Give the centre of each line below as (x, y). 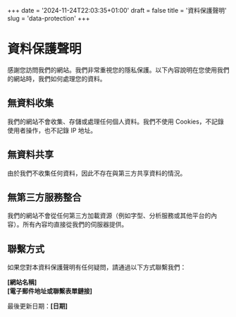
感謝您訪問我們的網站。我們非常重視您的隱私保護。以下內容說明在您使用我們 (118, 70)
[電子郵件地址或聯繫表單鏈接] (50, 291)
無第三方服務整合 (44, 197)
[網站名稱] (22, 282)
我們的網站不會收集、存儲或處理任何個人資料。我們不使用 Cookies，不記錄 (116, 121)
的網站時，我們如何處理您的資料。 (57, 78)
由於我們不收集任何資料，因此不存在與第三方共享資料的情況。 (97, 173)
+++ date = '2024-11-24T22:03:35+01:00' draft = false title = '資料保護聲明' (117, 10)
